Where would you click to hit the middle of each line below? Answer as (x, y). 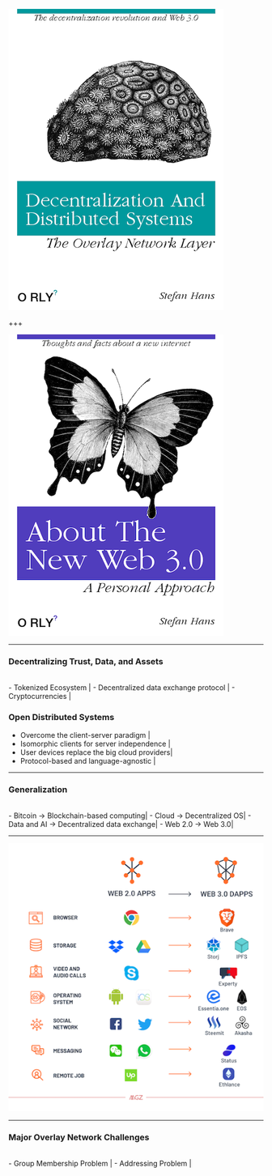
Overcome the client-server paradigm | (85, 735)
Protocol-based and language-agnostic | (88, 761)
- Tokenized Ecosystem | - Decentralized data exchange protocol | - (122, 688)
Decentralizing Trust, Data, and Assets (86, 661)
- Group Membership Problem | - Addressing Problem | (100, 1164)
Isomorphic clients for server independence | (96, 744)
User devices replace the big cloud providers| (96, 752)
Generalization (38, 789)
